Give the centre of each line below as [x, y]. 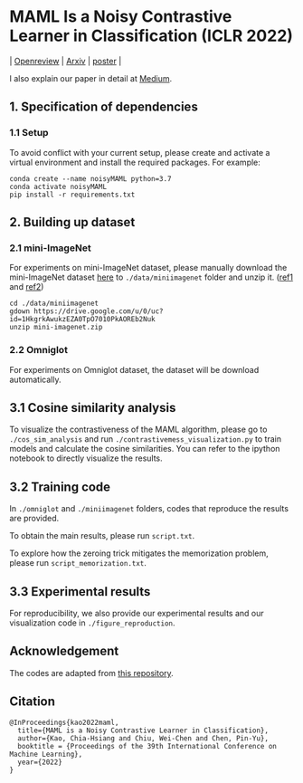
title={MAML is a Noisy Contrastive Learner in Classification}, [143, 730]
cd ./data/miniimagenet [54, 304]
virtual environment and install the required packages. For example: [135, 162]
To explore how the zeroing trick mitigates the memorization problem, [139, 553]
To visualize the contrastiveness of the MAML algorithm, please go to [138, 430]
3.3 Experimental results [80, 592]
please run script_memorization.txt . [78, 563]
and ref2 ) [27, 287]
